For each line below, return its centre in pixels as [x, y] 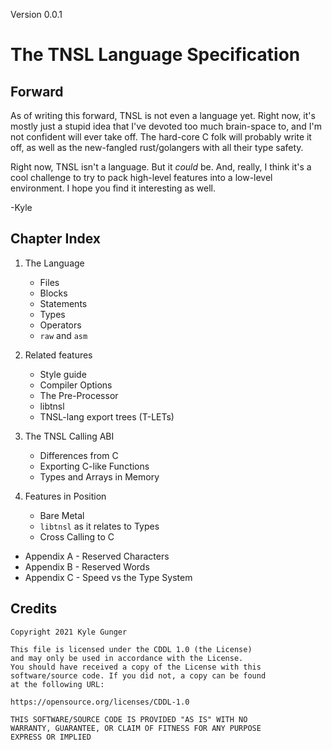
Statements [63, 303]
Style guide [63, 374]
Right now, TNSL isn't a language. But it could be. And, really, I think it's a [161, 167]
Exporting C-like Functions [94, 466]
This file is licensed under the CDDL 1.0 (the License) [131, 649]
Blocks [53, 293]
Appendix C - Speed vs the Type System [108, 577]
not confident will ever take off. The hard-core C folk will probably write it [161, 137]
